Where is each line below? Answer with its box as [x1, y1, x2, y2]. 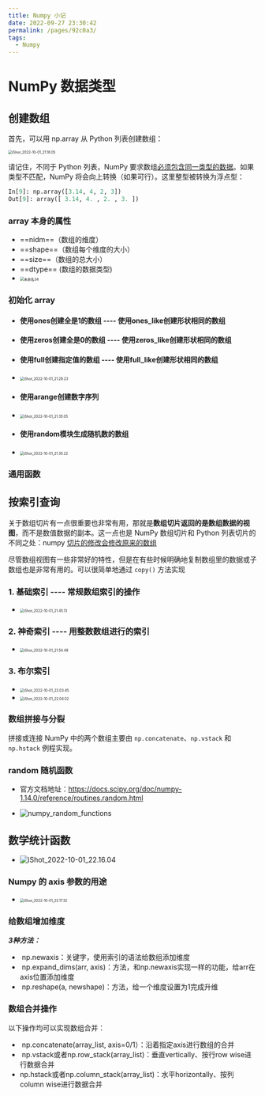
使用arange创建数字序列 [19, 393, 99, 402]
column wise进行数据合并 [19, 1079, 103, 1089]
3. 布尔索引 [8, 666, 50, 677]
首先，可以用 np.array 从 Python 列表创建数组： [8, 134, 163, 143]
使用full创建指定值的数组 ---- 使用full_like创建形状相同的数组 [19, 355, 218, 364]
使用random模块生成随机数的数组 [19, 429, 129, 439]
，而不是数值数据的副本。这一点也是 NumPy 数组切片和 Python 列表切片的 [15, 528, 256, 537]
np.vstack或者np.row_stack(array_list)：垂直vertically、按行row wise [21, 1049, 245, 1059]
